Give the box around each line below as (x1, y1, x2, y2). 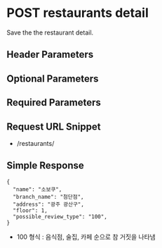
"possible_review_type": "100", (13, 213, 108, 220)
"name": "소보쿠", (13, 185, 62, 193)
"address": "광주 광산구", (13, 201, 85, 208)
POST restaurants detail (6, 5, 149, 21)
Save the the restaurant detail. (6, 28, 94, 37)
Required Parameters (6, 97, 101, 108)
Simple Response (6, 160, 85, 172)
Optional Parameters (6, 73, 99, 85)
